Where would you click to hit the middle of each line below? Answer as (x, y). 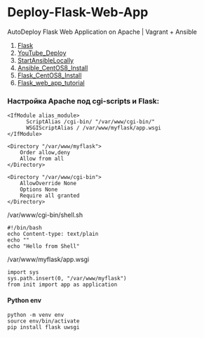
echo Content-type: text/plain (53, 234)
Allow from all (42, 159)
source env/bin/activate (43, 321)
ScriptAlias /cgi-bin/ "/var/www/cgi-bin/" (90, 122)
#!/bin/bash (25, 228)
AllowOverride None (48, 184)
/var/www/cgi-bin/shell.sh (45, 215)
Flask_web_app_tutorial (51, 82)
